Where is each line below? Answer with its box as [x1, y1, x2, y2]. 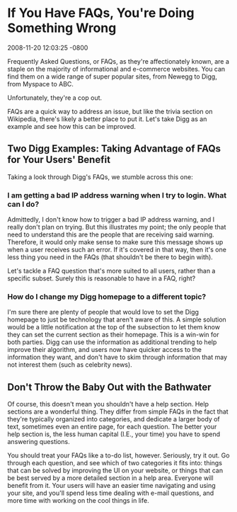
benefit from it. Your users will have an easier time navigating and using [7, 482, 216, 490]
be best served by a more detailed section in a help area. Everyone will [7, 474, 214, 482]
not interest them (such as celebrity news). [7, 360, 132, 369]
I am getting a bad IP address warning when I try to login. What [7, 190, 227, 200]
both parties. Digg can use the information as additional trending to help [7, 338, 217, 346]
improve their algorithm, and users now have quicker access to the [7, 346, 202, 354]
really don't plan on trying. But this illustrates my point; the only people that [7, 223, 226, 232]
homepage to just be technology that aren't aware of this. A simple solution [7, 315, 226, 324]
